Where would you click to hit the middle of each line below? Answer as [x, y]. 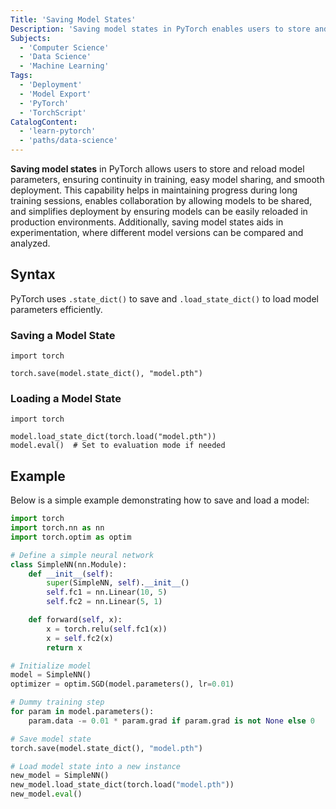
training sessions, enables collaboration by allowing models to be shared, [161, 200]
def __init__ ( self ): [71, 574]
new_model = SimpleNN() [60, 776]
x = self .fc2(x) [80, 638]
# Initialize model [51, 666]
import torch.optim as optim [71, 537]
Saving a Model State [63, 335]
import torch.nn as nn [57, 528]
